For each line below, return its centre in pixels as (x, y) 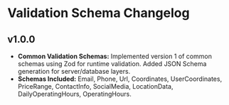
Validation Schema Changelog (98, 13)
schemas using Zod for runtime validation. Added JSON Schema (112, 64)
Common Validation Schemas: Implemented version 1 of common (114, 56)
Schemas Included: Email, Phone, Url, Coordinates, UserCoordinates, (120, 79)
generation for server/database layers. (74, 71)
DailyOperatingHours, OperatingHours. (74, 94)
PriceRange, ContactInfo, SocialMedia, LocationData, (95, 86)
